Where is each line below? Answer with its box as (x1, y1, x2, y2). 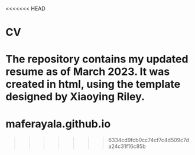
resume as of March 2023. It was (5, 65, 170, 78)
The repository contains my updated (5, 52, 188, 66)
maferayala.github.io (5, 117, 111, 130)
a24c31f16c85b (108, 143, 146, 150)
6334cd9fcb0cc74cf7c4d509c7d (108, 137, 190, 144)
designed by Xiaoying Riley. (5, 90, 145, 104)
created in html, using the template (5, 78, 181, 91)
